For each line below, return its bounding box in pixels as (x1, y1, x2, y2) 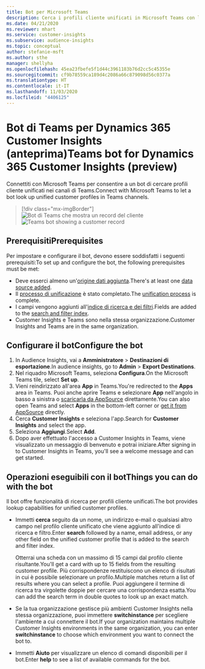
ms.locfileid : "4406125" (6, 94, 70, 100)
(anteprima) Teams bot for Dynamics (6, 146, 194, 161)
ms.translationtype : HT (6, 77, 67, 83)
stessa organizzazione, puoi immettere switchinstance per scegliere (15, 611, 189, 619)
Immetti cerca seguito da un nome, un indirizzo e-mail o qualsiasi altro (15, 516, 192, 524)
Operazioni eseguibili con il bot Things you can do (6, 472, 198, 482)
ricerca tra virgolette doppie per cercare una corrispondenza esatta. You (15, 586, 196, 594)
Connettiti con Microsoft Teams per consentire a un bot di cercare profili (6, 180, 188, 187)
